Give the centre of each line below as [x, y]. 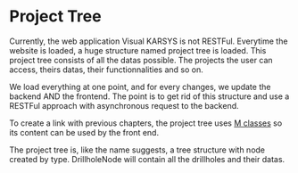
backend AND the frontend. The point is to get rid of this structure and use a [149, 96]
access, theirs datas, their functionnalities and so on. [106, 70]
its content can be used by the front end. [84, 132]
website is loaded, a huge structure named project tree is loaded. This [138, 50]
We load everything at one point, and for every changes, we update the [140, 86]
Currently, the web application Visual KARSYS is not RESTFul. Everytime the [149, 41]
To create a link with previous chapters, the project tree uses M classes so [146, 123]
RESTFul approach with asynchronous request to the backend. [124, 105]
